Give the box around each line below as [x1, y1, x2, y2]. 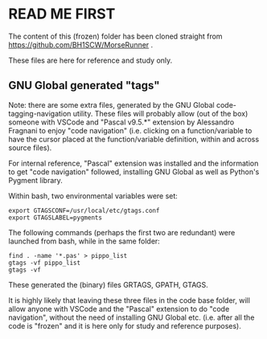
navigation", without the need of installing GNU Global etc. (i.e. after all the [8, 312, 255, 322]
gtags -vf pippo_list [8, 259, 81, 267]
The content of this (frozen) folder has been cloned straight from [8, 31, 223, 41]
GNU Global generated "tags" [8, 79, 160, 92]
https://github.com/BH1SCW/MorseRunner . [8, 39, 154, 49]
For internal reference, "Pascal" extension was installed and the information [8, 158, 259, 168]
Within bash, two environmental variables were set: [8, 190, 179, 201]
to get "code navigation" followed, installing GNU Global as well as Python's [8, 166, 260, 177]
